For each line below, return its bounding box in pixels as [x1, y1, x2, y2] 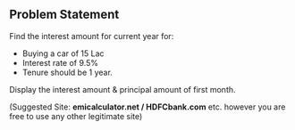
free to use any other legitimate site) [9, 110, 143, 121]
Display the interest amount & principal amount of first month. [9, 84, 236, 94]
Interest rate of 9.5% [21, 57, 98, 68]
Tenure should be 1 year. [21, 67, 114, 77]
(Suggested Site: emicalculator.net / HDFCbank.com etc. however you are [9, 102, 286, 112]
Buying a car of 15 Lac [21, 48, 105, 59]
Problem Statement [9, 7, 120, 22]
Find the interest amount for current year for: [9, 30, 174, 41]
